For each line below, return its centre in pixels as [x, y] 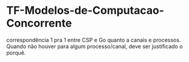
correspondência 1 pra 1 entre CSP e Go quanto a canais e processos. [94, 40]
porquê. [16, 52]
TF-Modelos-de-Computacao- [85, 11]
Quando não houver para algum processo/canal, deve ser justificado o [95, 46]
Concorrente [39, 23]
